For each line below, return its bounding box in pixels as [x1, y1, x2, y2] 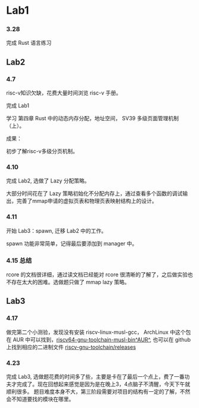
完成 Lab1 [6, 102, 30, 109]
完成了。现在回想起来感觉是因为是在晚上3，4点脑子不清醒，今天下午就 [16, 380, 191, 388]
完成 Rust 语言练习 [6, 39, 52, 47]
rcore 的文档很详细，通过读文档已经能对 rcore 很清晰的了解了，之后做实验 [6, 271, 188, 278]
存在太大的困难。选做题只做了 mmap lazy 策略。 [11, 279, 130, 286]
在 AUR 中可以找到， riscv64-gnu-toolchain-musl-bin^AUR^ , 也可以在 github [6, 336, 191, 343]
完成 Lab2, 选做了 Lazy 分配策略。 [6, 177, 91, 184]
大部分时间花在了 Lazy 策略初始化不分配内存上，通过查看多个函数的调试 [6, 190, 183, 197]
